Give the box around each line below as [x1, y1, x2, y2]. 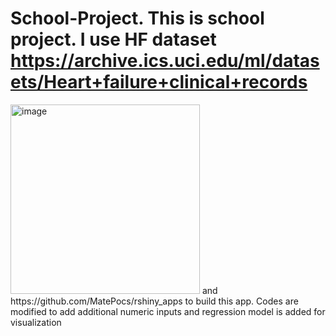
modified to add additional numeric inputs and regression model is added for [10, 305, 326, 317]
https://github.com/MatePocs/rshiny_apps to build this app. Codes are [10, 295, 299, 307]
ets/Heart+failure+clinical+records [10, 71, 308, 94]
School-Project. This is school [10, 7, 265, 30]
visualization [10, 316, 62, 328]
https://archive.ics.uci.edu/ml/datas [10, 50, 320, 72]
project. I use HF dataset [10, 28, 217, 51]
